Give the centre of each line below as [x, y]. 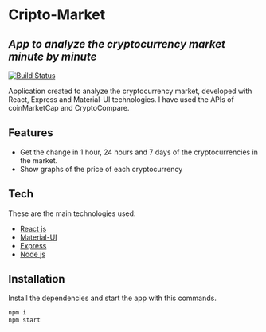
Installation [37, 279]
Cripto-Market [57, 15]
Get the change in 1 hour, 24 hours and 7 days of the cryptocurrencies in [139, 152]
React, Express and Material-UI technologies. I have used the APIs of [121, 100]
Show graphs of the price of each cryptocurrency [101, 169]
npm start [25, 320]
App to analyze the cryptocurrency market [117, 44]
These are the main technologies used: [72, 213]
